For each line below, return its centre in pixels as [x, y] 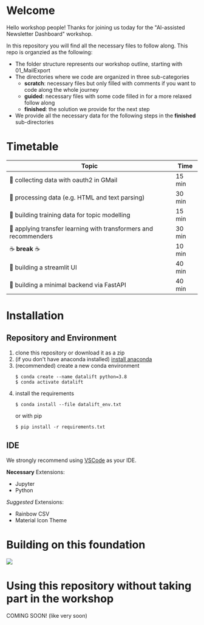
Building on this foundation [76, 544]
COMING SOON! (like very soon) [47, 615]
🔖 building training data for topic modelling [70, 215]
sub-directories [34, 122]
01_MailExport [32, 70]
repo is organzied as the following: [49, 52]
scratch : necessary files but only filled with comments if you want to [110, 83]
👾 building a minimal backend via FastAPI [68, 285]
